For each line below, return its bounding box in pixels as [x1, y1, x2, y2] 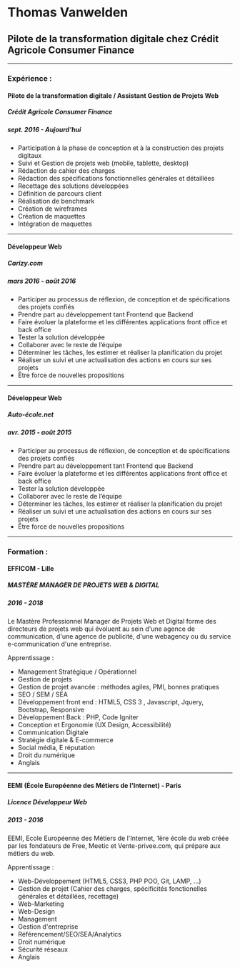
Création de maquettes [17, 211, 86, 220]
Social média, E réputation [17, 743, 95, 752]
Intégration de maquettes [17, 219, 93, 228]
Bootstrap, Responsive [17, 705, 84, 714]
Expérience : [7, 73, 52, 83]
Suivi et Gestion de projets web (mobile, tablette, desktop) [17, 159, 189, 167]
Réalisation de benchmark [17, 196, 95, 205]
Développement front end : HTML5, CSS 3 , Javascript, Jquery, [17, 697, 204, 706]
